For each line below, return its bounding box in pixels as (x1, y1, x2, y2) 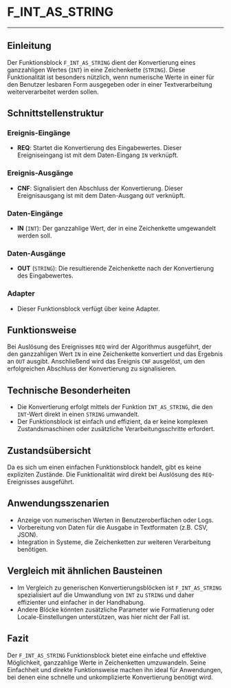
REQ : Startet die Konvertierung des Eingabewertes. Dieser (16, 144, 182, 152)
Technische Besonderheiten (7, 384, 131, 396)
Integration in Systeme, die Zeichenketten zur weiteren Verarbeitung (16, 538, 211, 546)
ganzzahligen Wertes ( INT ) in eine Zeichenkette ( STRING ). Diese (7, 65, 186, 74)
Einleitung (7, 40, 52, 52)
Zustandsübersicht (7, 445, 91, 457)
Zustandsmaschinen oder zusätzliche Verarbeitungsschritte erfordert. (16, 425, 215, 433)
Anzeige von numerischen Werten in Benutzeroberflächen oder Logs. (16, 516, 214, 524)
